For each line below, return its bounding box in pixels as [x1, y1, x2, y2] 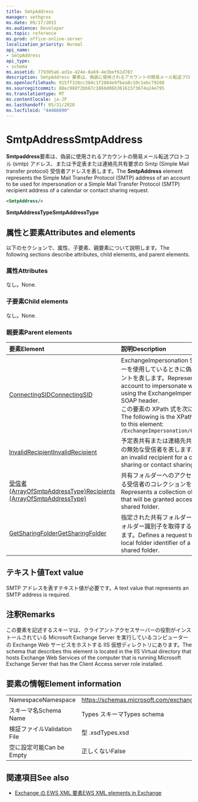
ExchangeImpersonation [120, 356, 189, 364]
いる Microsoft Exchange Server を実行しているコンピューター [37, 633, 189, 640]
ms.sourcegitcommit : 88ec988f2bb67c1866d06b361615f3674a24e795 [6, 86, 165, 91]
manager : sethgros [6, 14, 51, 20]
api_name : [6, 47, 31, 53]
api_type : [6, 58, 31, 64]
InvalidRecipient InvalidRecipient [9, 448, 97, 456]
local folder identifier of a [120, 538, 190, 547]
